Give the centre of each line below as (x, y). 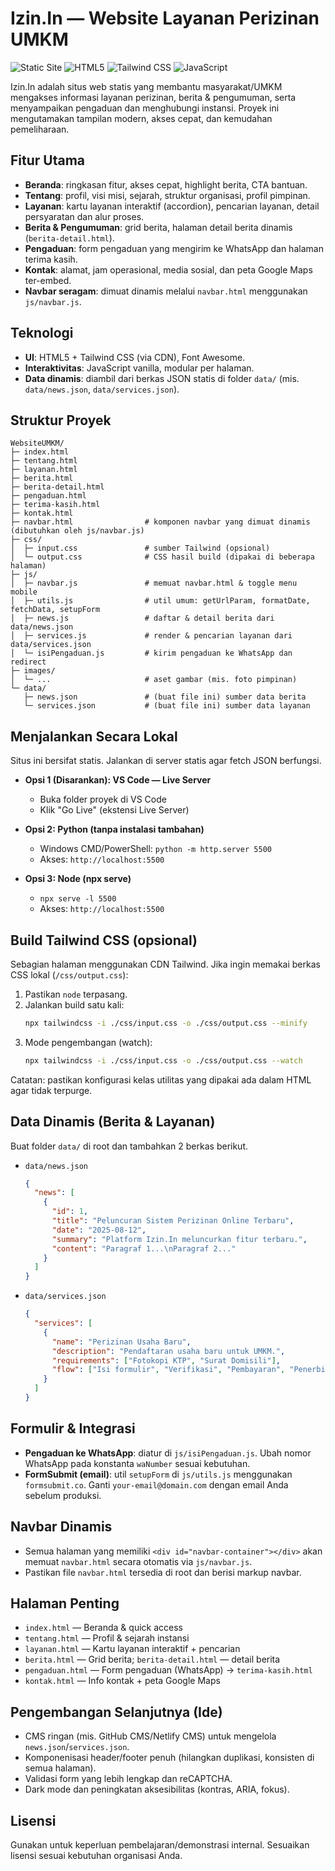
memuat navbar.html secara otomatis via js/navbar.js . (138, 1561)
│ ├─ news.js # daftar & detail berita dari (142, 618)
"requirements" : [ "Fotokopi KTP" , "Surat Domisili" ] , (166, 1360)
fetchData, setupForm (55, 610)
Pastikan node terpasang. (76, 994)
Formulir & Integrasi (73, 1428)
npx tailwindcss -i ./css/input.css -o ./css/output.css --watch (163, 1060)
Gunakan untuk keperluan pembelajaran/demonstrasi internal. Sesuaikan (160, 1845)
